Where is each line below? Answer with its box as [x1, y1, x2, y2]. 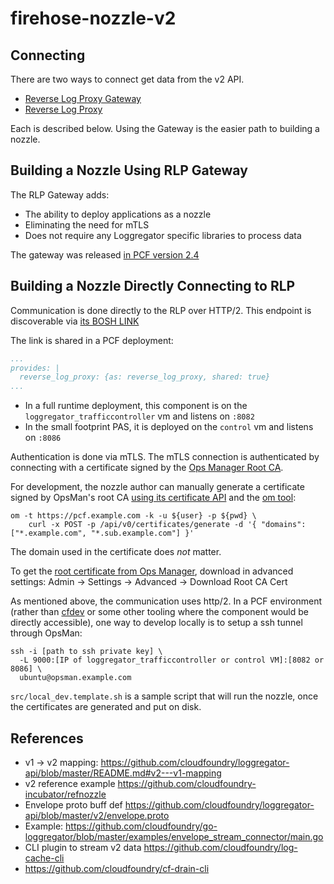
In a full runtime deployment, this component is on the [24, 400, 248, 412]
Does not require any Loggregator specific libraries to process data [24, 229, 302, 241]
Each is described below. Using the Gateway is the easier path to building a [10, 123, 320, 134]
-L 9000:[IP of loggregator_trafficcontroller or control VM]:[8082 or [19, 655, 325, 666]
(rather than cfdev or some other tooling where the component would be [10, 606, 309, 618]
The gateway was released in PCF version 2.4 [10, 248, 200, 261]
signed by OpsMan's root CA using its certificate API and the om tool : [10, 492, 297, 504]
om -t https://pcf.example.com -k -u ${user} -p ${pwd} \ [10, 511, 257, 521]
